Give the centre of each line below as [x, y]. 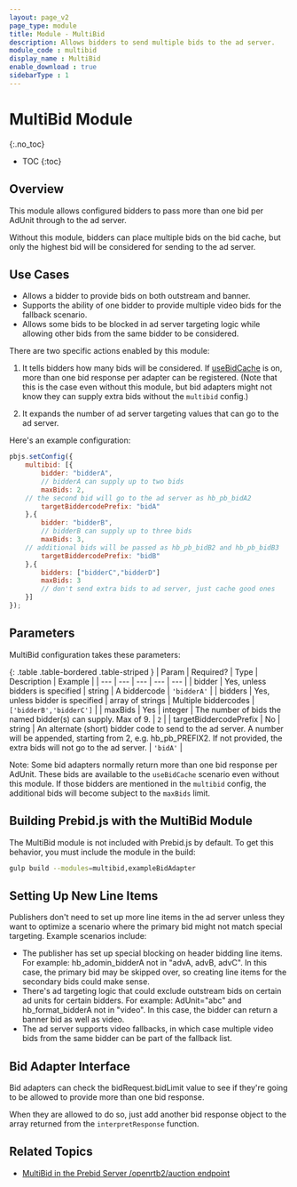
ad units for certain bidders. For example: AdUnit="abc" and [132, 1000]
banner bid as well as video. [73, 1020]
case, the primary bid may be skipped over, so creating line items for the [154, 972]
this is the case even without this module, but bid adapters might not [147, 387]
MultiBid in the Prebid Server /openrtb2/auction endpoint [126, 1173]
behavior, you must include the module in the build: [103, 852]
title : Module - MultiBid [57, 34]
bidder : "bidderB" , [77, 523]
